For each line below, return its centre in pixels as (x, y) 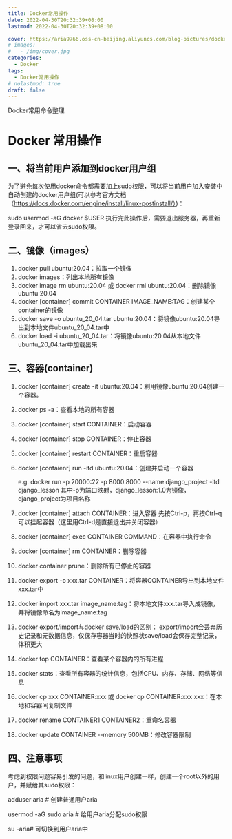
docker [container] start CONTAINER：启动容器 (85, 424)
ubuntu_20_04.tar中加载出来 (57, 344)
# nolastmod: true (34, 83)
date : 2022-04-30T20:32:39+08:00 (56, 20)
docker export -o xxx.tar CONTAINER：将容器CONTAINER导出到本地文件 (121, 580)
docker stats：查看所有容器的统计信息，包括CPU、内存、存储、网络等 (117, 673)
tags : (15, 71)
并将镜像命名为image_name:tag (62, 612)
